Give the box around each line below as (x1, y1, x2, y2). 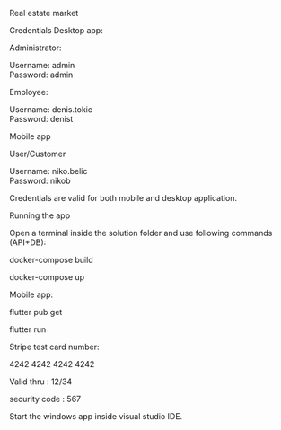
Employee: (9, 87, 48, 97)
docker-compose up (9, 272, 85, 282)
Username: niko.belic (9, 166, 88, 176)
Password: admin (9, 69, 74, 80)
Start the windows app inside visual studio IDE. (9, 411, 183, 421)
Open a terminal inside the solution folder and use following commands (9, 228, 273, 238)
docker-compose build (9, 255, 93, 265)
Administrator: (9, 42, 62, 53)
